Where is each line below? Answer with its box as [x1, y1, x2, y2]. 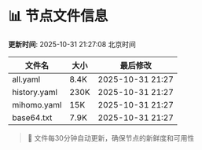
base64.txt [12, 112, 53, 123]
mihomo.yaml [12, 99, 62, 110]
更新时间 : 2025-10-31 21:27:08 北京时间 [8, 39, 136, 49]
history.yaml [12, 86, 57, 97]
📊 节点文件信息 [8, 7, 108, 25]
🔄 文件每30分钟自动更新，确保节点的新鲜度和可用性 [27, 133, 195, 142]
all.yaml [12, 74, 41, 85]
